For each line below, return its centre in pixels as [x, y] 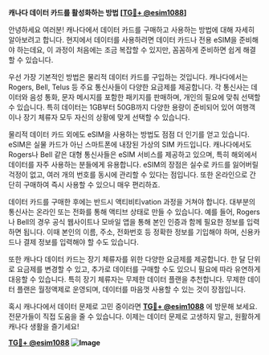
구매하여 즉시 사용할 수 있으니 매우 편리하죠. [92, 185]
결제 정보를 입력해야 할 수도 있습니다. [81, 242]
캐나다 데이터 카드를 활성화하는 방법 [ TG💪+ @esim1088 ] [98, 12]
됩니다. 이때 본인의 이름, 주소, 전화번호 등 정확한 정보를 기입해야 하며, [131, 232]
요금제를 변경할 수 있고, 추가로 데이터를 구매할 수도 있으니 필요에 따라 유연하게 [139, 269]
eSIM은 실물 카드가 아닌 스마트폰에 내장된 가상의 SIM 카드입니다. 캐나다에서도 [130, 144]
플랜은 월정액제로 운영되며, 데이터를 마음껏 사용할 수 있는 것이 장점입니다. [131, 289]
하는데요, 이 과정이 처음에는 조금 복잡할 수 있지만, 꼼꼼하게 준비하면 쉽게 [129, 50]
